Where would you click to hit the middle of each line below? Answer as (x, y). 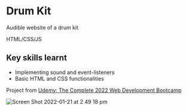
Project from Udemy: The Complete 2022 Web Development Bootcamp (94, 90)
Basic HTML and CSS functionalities (59, 78)
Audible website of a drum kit (43, 27)
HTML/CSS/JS (24, 39)
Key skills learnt (37, 58)
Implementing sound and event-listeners (65, 72)
